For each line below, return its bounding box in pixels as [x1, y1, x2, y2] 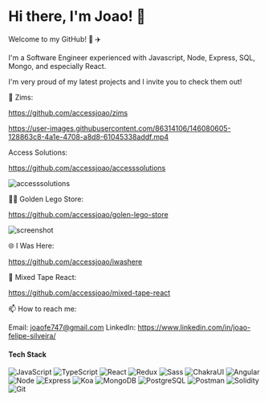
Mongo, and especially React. [8, 61, 107, 71]
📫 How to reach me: [8, 304, 77, 314]
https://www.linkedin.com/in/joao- [137, 322, 251, 332]
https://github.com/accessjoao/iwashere [8, 257, 143, 266]
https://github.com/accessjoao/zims [8, 107, 128, 117]
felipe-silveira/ [8, 330, 56, 340]
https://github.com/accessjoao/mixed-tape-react [8, 288, 171, 298]
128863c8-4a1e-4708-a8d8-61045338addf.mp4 [8, 132, 169, 141]
